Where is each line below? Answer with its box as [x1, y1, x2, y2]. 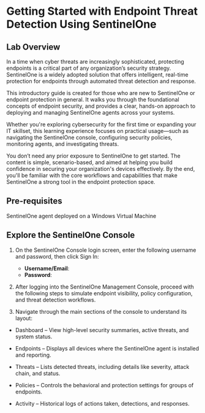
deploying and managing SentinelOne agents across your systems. [6, 109, 175, 116]
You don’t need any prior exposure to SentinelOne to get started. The [6, 152, 181, 159]
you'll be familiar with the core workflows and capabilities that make [6, 172, 177, 179]
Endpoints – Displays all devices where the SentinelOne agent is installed [15, 344, 199, 352]
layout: [15, 314, 32, 322]
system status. [15, 333, 53, 340]
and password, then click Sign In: [15, 252, 99, 260]
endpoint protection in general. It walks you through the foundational [6, 96, 179, 103]
